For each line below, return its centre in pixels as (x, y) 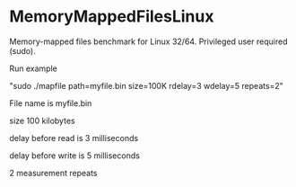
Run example (34, 68)
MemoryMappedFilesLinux (112, 17)
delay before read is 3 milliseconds (74, 138)
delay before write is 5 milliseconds (75, 156)
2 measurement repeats (53, 173)
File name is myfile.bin (51, 103)
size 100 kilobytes (42, 120)
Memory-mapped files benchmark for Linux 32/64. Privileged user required (148, 41)
